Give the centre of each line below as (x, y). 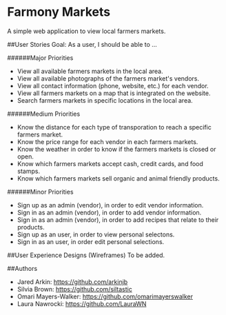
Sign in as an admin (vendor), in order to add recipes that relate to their (118, 220)
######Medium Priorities (44, 114)
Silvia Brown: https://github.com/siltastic (74, 289)
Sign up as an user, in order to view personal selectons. (96, 234)
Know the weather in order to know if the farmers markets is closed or (116, 149)
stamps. (28, 171)
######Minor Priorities (40, 192)
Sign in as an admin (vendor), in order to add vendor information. (109, 212)
